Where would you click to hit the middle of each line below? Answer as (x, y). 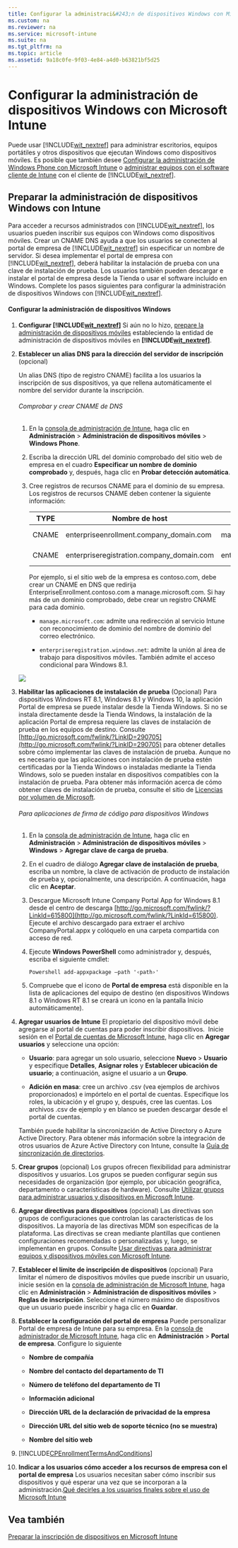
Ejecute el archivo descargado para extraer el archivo (107, 923)
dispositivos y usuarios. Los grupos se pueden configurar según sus (118, 1175)
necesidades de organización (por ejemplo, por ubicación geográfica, (120, 1182)
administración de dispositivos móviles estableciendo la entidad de (116, 332)
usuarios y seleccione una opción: (69, 1044)
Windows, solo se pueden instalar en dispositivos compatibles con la (119, 774)
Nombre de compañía (61, 1357)
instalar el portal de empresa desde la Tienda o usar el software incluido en (118, 278)
